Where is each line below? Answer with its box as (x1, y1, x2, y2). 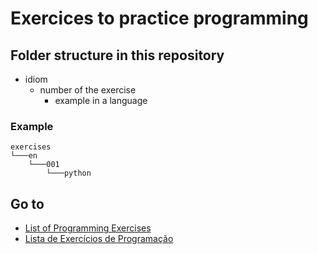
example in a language (54, 95, 148, 106)
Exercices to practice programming (10, 7, 309, 30)
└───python (46, 168, 92, 179)
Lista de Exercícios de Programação (24, 233, 174, 245)
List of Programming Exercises (24, 222, 152, 234)
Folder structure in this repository (10, 47, 225, 64)
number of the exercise (39, 84, 137, 96)
